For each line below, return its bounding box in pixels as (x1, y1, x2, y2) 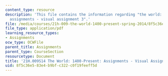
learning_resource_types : (5, 30, 59, 35)
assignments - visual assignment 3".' (9, 16, 91, 21)
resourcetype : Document (5, 53, 55, 59)
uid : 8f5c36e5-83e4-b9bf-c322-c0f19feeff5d (5, 63, 97, 68)
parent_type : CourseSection (5, 49, 64, 54)
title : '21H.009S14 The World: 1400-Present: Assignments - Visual (5, 58, 149, 63)
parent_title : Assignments (5, 44, 61, 49)
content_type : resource (5, 7, 55, 12)
